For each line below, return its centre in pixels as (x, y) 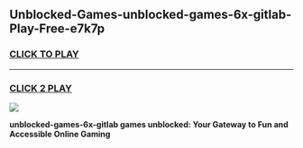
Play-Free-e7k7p (57, 29)
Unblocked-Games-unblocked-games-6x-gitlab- (151, 15)
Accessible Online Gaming (60, 134)
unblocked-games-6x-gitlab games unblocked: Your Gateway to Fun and (149, 124)
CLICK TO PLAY (44, 55)
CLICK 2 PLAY (41, 88)
